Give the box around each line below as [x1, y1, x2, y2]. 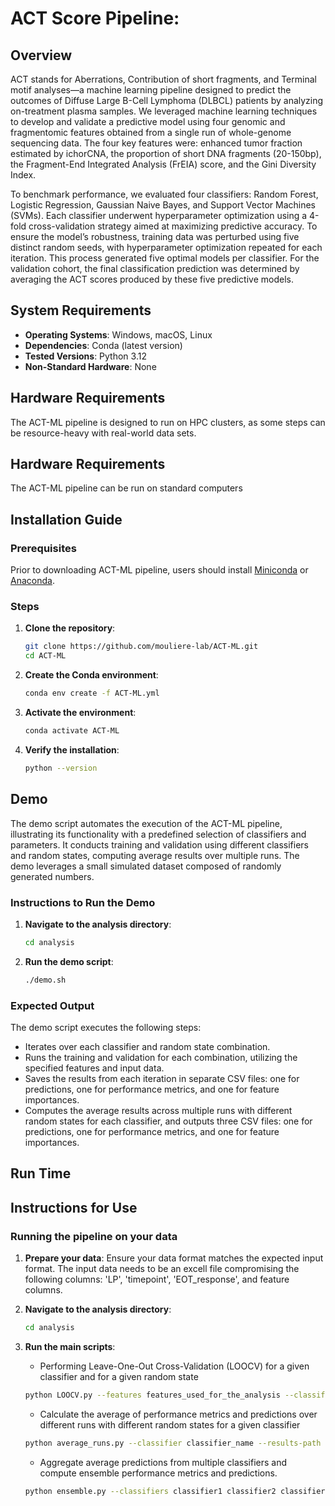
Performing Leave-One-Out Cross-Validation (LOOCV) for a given [39, 1360, 310, 1372]
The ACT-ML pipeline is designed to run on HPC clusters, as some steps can [10, 416, 326, 428]
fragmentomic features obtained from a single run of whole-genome [10, 127, 292, 138]
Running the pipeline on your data [10, 1229, 178, 1243]
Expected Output [10, 998, 95, 1012]
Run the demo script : [24, 955, 114, 967]
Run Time [10, 1165, 72, 1182]
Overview [10, 47, 73, 64]
